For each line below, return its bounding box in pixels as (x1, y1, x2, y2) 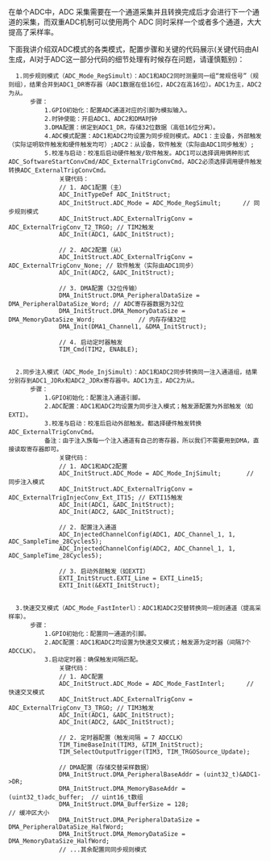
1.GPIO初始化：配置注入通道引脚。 (44, 394, 145, 402)
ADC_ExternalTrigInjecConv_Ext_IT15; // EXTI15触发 (8, 494, 183, 502)
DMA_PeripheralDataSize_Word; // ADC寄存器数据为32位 (8, 300, 185, 308)
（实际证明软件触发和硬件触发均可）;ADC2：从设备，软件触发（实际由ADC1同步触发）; (8, 140, 255, 148)
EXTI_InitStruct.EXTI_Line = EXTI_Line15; (59, 575, 204, 583)
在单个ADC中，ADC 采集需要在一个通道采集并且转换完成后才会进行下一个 (8, 7, 252, 16)
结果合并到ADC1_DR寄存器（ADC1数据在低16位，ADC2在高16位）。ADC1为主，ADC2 (29, 81, 262, 89)
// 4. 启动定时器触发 (59, 338, 123, 346)
